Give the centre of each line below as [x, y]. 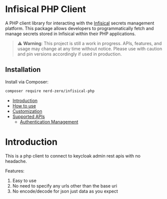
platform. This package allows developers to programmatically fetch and [80, 28]
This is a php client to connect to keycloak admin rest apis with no [73, 155]
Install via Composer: [27, 81]
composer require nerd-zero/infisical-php [50, 91]
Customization [27, 111]
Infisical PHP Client [46, 9]
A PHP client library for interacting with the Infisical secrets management [80, 23]
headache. [16, 161]
